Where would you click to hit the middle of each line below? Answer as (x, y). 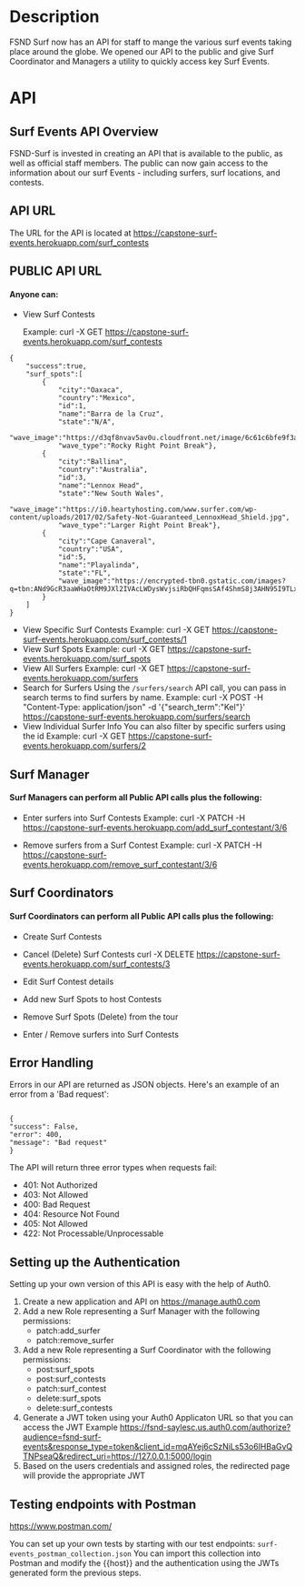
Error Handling (51, 1063)
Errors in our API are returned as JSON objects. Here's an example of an (144, 1085)
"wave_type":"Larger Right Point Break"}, (139, 526)
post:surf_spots (65, 1370)
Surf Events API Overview (84, 131)
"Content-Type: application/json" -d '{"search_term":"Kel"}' (134, 708)
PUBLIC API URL (56, 271)
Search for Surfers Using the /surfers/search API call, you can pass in (154, 688)
